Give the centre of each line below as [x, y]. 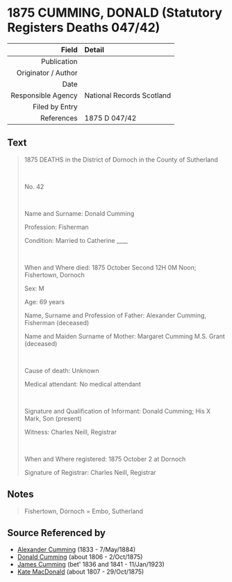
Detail [94, 49]
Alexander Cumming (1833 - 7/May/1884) [76, 550]
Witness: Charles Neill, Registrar [70, 432]
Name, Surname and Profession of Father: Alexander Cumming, [115, 315]
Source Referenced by [57, 533]
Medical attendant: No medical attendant [82, 384]
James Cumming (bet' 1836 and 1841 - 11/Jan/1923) [91, 565]
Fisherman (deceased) [57, 322]
